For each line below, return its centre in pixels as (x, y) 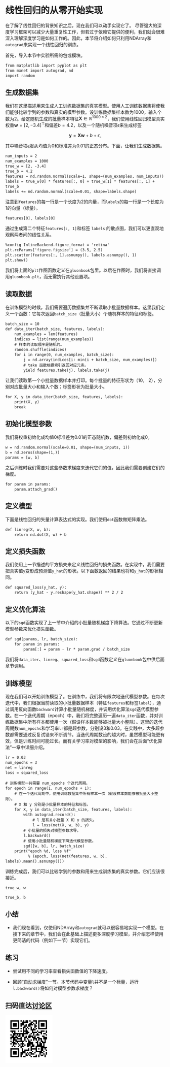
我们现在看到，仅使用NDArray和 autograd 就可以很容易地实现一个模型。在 (88, 927)
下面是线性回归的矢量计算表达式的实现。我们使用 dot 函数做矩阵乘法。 (77, 519)
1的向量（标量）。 (23, 208)
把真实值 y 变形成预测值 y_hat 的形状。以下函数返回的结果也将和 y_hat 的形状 (82, 571)
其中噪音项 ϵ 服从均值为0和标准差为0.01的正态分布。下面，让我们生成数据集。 (85, 146)
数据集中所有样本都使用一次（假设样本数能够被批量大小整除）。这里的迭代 (86, 722)
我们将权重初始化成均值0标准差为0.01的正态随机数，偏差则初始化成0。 (79, 437)
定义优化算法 (25, 609)
